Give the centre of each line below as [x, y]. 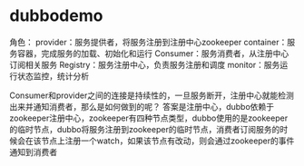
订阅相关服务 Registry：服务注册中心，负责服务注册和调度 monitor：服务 [145, 64]
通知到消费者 [33, 151]
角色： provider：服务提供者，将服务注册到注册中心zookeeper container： [148, 42]
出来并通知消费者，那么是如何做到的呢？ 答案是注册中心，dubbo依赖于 [142, 106]
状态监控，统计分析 [53, 76]
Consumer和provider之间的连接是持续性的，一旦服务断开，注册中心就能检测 [152, 95]
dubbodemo [56, 16]
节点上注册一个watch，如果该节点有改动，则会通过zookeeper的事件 [167, 141]
